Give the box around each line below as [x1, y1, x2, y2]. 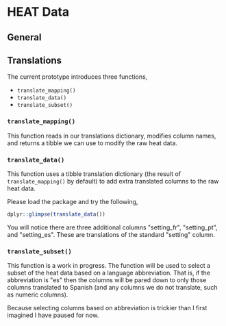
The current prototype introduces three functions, [7, 73, 148, 81]
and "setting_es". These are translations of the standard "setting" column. [7, 230, 216, 238]
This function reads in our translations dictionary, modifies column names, [7, 131, 216, 140]
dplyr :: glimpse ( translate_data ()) [7, 210, 106, 218]
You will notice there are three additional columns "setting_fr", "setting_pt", [7, 223, 218, 231]
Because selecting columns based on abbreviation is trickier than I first [7, 304, 208, 312]
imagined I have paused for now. [7, 311, 99, 319]
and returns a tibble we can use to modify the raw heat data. [7, 138, 178, 147]
